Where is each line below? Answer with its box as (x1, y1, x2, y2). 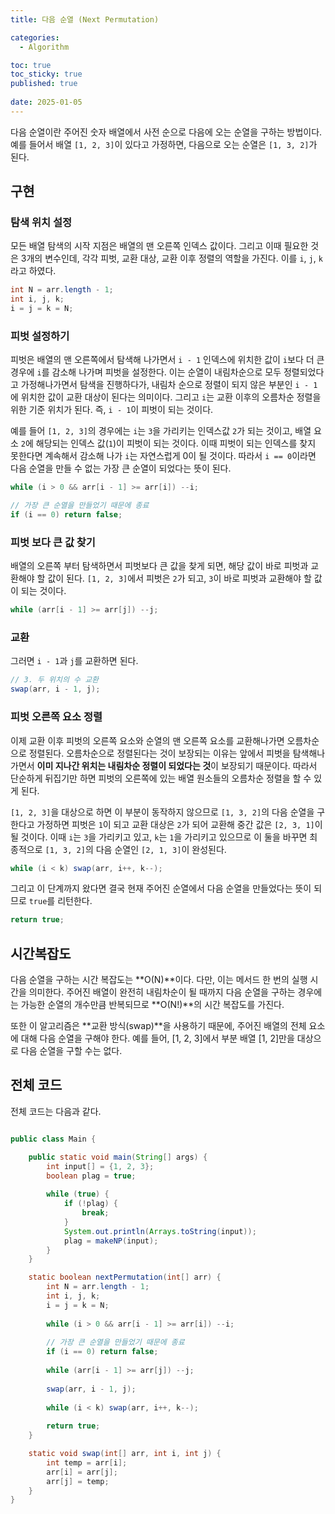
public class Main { (10, 1134, 97, 1144)
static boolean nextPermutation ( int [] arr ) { (28, 1272, 222, 1283)
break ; (81, 1208, 110, 1218)
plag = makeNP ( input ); (63, 1236, 159, 1246)
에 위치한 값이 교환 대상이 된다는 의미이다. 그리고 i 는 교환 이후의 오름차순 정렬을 (10, 391, 322, 403)
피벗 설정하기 (10, 329, 70, 343)
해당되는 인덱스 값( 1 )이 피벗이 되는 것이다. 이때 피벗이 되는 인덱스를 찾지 (35, 437, 317, 450)
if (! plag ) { (63, 1199, 118, 1209)
